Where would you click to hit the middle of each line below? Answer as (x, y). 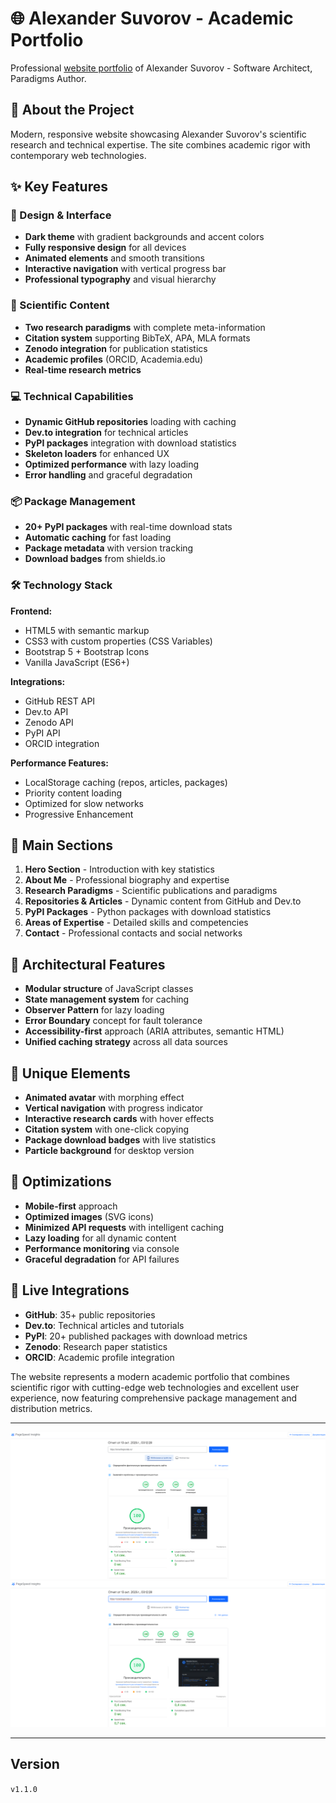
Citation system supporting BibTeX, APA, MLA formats (137, 338)
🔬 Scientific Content (60, 305)
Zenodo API (49, 722)
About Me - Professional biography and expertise (127, 880)
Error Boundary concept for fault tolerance (113, 1021)
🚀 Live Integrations (70, 1290)
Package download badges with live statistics (120, 1140)
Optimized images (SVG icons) (89, 1216)
